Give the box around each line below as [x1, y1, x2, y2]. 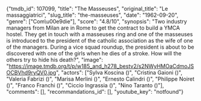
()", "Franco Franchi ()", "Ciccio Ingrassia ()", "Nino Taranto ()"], [6, 82, 165, 89]
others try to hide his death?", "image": [6, 57, 104, 63]
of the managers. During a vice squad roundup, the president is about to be [6, 43, 195, 50]
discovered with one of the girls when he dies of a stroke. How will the [6, 50, 182, 57]
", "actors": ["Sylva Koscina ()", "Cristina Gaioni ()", [56, 69, 183, 76]
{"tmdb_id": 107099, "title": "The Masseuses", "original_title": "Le [6, 5, 168, 12]
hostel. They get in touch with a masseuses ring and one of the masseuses [6, 31, 193, 38]
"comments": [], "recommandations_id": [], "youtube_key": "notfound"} [6, 88, 183, 95]
